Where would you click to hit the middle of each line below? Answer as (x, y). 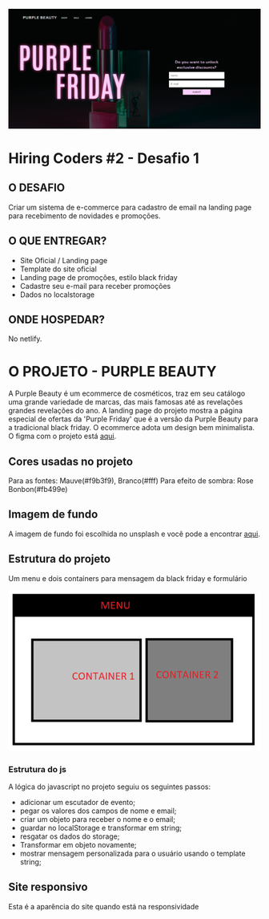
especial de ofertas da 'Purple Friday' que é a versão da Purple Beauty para (133, 419)
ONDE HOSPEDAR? (57, 319)
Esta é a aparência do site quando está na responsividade (104, 906)
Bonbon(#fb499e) (38, 490)
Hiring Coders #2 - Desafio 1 (104, 158)
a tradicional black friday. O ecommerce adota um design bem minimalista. (131, 428)
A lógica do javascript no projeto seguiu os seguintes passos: (110, 787)
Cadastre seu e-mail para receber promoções (95, 286)
